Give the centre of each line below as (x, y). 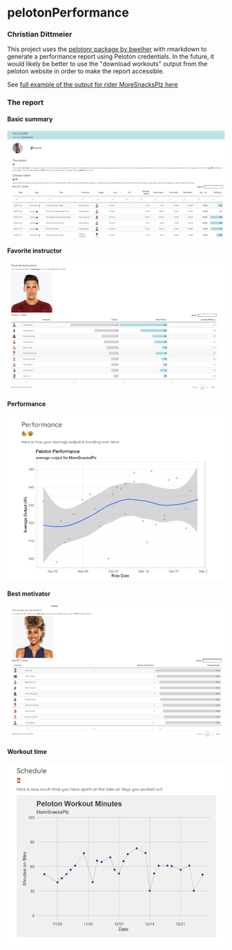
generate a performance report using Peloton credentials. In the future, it (111, 57)
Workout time (27, 752)
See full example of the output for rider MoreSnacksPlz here (93, 85)
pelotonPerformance (68, 13)
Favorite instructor (35, 251)
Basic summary (30, 119)
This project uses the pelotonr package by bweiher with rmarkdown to (107, 49)
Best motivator (29, 594)
